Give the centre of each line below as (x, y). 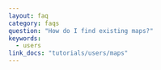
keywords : (25, 38)
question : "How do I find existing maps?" (81, 31)
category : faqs (34, 23)
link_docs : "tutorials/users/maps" (68, 53)
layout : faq (28, 16)
